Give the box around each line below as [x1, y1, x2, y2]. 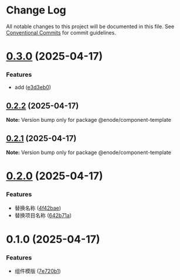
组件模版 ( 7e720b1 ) [14, 268, 62, 275]
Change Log [6, 4, 66, 17]
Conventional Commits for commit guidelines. [6, 29, 116, 36]
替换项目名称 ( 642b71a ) [14, 211, 72, 218]
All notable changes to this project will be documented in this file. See [6, 23, 175, 30]
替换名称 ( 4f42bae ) [14, 204, 62, 211]
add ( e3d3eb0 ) [14, 84, 52, 91]
